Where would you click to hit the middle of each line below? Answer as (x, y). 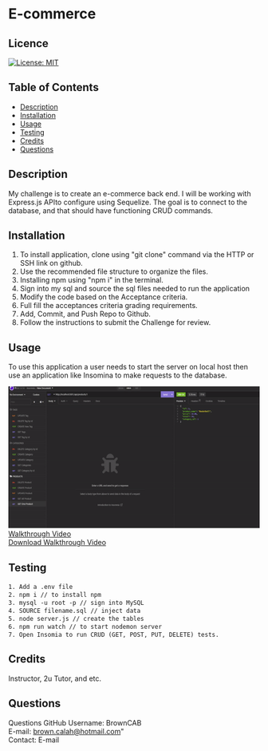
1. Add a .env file (41, 587)
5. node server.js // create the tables (77, 619)
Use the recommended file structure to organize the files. (114, 271)
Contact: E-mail (34, 740)
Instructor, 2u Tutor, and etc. (55, 678)
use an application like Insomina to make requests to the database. (118, 375)
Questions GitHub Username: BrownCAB (75, 722)
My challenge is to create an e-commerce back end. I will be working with (130, 193)
